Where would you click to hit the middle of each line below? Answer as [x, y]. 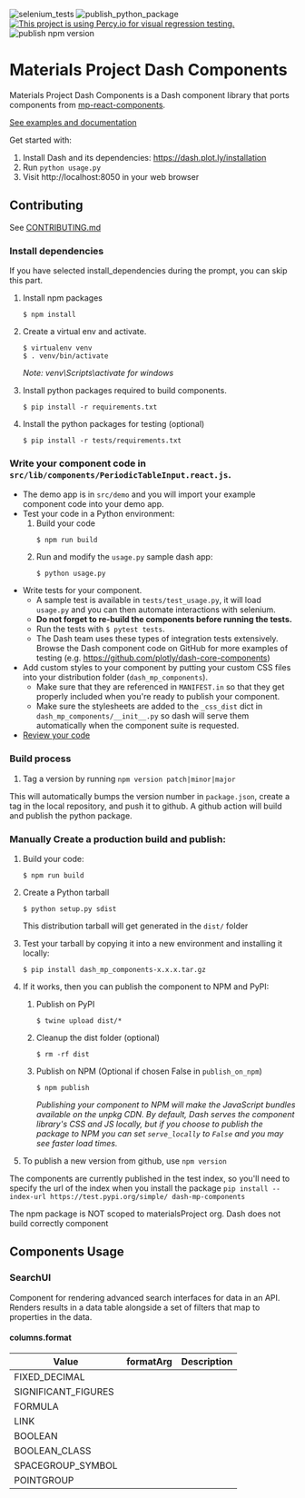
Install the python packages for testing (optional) [113, 424]
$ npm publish [63, 1087]
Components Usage [67, 1252]
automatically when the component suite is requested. [138, 726]
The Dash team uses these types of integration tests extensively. [157, 639]
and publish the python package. [71, 815]
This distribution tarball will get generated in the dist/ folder [135, 926]
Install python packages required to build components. [124, 391]
